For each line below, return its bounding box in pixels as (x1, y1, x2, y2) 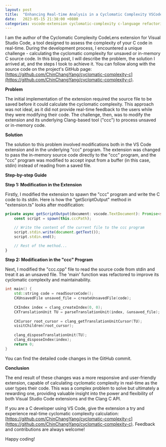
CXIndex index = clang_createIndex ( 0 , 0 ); (14, 305, 103, 310)
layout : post (5, 7, 32, 12)
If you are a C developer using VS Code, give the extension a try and (5, 405, 145, 411)
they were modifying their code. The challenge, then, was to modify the (5, 112, 151, 118)
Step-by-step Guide (5, 172, 47, 178)
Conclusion (5, 365, 30, 371)
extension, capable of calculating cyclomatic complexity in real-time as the (5, 380, 158, 386)
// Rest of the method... (14, 243, 68, 248)
